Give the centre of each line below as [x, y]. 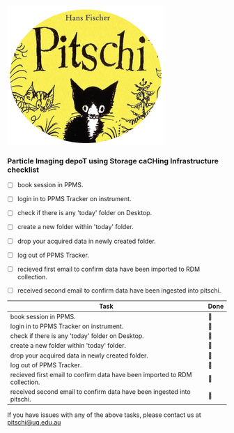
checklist [23, 170]
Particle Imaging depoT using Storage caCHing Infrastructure [113, 161]
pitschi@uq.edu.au [34, 422]
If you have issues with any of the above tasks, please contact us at [104, 415]
